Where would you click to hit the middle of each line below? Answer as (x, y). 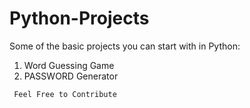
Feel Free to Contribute (65, 94)
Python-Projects (79, 18)
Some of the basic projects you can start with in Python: (125, 46)
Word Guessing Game (69, 65)
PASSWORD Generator (71, 76)
